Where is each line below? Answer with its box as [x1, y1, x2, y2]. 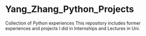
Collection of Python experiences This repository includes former [5, 20, 141, 26]
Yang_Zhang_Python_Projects [5, 3, 134, 15]
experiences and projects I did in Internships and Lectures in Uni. [5, 25, 140, 31]
